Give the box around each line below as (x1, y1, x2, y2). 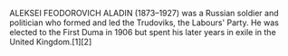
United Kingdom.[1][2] (9, 36, 92, 47)
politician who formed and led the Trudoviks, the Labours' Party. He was (9, 17, 279, 28)
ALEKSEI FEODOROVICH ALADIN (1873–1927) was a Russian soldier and (9, 8, 279, 18)
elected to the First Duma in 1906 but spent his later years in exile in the (9, 27, 276, 37)
